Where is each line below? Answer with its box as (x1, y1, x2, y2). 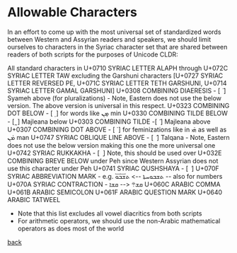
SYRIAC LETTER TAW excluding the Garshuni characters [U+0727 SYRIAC (7, 71, 224, 80)
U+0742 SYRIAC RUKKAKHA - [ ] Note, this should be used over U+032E (7, 148, 222, 157)
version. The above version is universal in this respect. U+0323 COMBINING (7, 101, 230, 110)
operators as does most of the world (17, 224, 125, 233)
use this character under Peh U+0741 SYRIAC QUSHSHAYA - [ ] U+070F (7, 164, 219, 172)
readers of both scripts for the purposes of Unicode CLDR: (7, 50, 178, 59)
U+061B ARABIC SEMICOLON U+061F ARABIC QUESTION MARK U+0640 (7, 188, 223, 196)
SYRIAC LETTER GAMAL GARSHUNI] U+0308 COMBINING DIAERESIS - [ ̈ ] (7, 86, 226, 95)
